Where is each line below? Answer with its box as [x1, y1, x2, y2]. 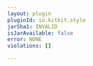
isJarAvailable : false [7, 29, 73, 37]
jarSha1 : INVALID [7, 23, 58, 30]
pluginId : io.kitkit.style [7, 17, 86, 24]
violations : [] [7, 42, 52, 49]
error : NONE [7, 36, 42, 43]
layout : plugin [7, 10, 52, 17]
